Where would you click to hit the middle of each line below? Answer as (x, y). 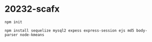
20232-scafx (32, 9)
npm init (13, 22)
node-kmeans (32, 35)
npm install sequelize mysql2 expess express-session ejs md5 (69, 30)
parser (11, 35)
